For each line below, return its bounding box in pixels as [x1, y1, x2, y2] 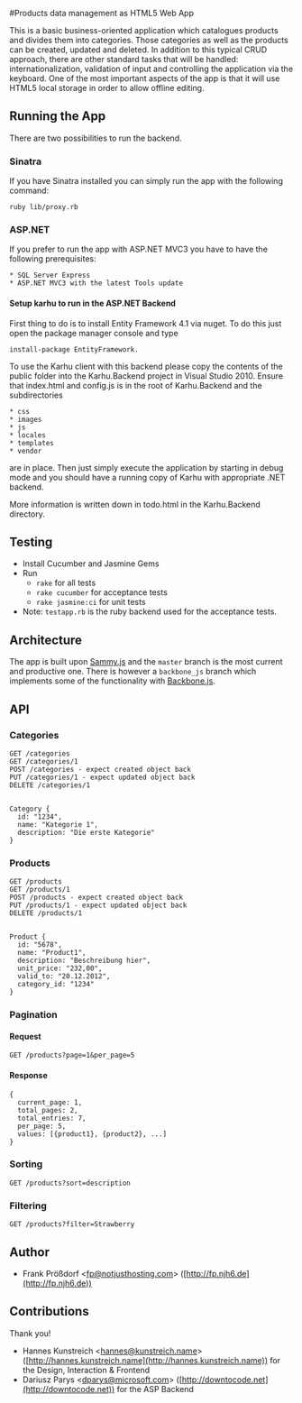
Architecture [9, 632, 83, 647]
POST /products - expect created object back [9, 893, 183, 903]
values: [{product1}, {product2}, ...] [17, 1129, 168, 1139]
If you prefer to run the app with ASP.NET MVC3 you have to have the [9, 243, 269, 255]
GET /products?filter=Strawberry [9, 1220, 135, 1229]
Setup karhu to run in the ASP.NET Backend [9, 298, 176, 308]
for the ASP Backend [116, 1383, 194, 1394]
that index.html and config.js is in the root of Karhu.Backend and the [9, 380, 263, 390]
